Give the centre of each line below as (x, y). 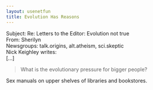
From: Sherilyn (24, 39)
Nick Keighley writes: (32, 52)
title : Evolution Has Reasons (43, 17)
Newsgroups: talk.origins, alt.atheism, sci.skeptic (65, 46)
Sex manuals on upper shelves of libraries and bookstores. (77, 80)
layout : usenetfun (28, 11)
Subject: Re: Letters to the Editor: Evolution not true (68, 33)
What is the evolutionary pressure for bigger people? (84, 69)
